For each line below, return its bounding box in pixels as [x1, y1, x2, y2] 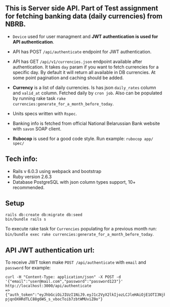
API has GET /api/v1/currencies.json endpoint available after [12, 58, 143, 64]
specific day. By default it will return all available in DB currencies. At [12, 69, 156, 75]
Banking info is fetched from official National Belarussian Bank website [12, 120, 160, 126]
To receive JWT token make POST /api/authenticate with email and [5, 259, 147, 265]
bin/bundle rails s [5, 217, 47, 222]
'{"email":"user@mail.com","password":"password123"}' [5, 279, 123, 284]
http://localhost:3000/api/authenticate [5, 284, 92, 289]
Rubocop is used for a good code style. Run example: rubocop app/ [12, 135, 153, 142]
